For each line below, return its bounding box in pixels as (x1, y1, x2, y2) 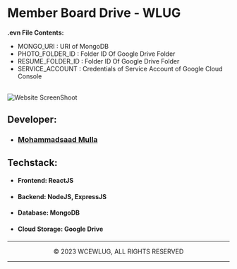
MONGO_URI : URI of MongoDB (17, 42, 109, 50)
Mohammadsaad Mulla (17, 135, 98, 145)
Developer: (7, 114, 57, 126)
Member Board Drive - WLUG (7, 5, 181, 21)
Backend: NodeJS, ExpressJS (17, 192, 107, 201)
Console (17, 72, 42, 80)
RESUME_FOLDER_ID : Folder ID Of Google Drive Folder (17, 56, 180, 65)
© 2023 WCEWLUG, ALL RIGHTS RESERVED (53, 247, 184, 256)
